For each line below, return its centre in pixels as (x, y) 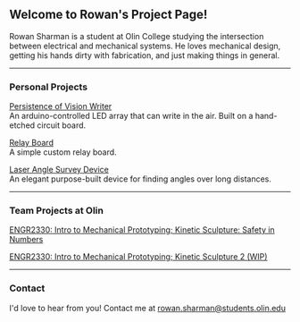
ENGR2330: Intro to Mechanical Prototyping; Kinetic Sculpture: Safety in (142, 230)
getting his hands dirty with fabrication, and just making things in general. (144, 55)
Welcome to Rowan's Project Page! (108, 15)
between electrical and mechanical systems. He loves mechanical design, (145, 46)
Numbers (26, 240)
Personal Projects (48, 87)
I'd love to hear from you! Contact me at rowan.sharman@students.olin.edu (147, 308)
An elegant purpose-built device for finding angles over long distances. (141, 179)
